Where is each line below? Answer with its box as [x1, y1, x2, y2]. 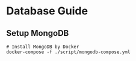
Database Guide [6, 4, 88, 18]
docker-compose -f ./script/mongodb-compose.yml [6, 49, 131, 55]
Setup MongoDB [6, 28, 69, 38]
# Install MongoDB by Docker [6, 44, 79, 50]
